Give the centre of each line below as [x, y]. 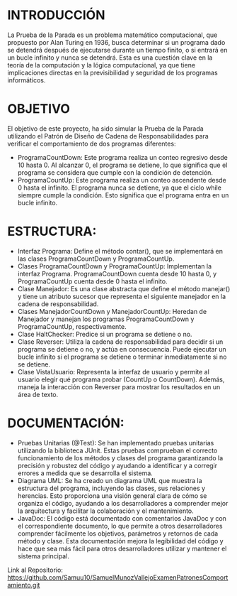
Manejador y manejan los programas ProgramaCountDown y [106, 319]
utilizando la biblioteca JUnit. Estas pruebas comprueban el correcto [117, 450]
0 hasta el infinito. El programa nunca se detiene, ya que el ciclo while [119, 188]
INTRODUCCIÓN [56, 15]
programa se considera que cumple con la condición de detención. [115, 172]
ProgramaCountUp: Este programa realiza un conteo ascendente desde [122, 180]
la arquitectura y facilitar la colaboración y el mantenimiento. [106, 511]
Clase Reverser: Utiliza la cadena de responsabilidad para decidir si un [120, 342]
